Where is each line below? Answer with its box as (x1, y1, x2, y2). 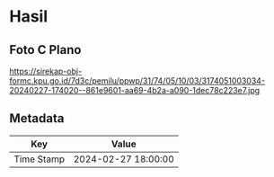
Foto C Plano (9, 42, 82, 58)
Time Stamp (13, 153, 66, 165)
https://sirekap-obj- (9, 66, 83, 76)
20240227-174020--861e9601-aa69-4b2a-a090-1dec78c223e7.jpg (9, 85, 261, 95)
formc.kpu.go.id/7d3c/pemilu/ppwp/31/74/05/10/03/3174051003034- (9, 75, 266, 86)
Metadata (9, 111, 65, 127)
